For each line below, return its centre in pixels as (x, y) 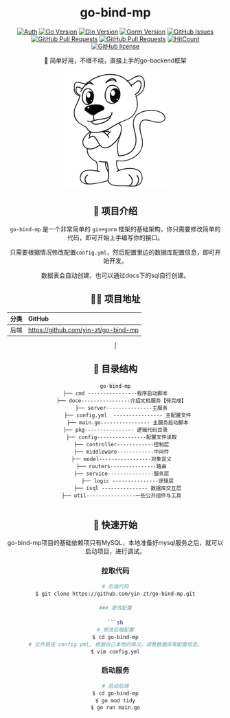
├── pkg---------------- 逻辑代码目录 (115, 430)
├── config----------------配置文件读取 (122, 437)
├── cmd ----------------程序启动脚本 (115, 393)
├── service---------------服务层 (122, 474)
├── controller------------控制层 (122, 444)
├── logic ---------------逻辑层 (127, 481)
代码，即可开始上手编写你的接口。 (115, 238)
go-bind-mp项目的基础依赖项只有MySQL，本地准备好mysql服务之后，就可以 (115, 543)
